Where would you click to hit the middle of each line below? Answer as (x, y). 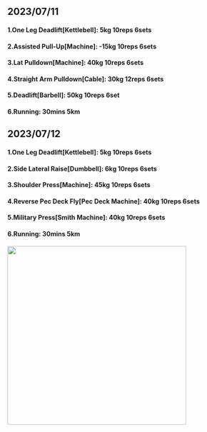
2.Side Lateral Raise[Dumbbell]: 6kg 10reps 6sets (82, 169)
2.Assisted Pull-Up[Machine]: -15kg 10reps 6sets (82, 46)
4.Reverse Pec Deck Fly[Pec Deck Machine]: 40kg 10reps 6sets (103, 201)
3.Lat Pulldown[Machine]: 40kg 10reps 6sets (76, 63)
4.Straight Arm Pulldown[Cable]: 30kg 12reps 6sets (86, 79)
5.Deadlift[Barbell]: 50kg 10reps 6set (64, 95)
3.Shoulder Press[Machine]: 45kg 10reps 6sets (79, 185)
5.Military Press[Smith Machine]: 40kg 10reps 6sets (86, 218)
